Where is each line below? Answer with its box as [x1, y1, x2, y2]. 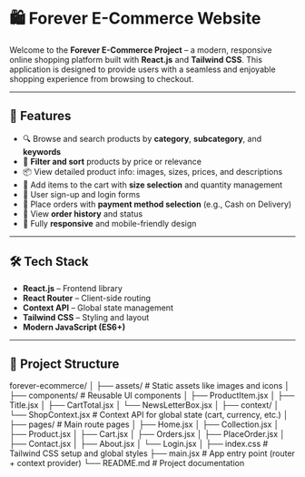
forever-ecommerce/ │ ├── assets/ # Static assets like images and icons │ [9, 381, 290, 391]
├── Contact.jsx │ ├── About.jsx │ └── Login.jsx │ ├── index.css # [9, 439, 269, 450]
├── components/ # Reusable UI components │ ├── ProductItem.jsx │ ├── [9, 390, 295, 401]
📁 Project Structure [9, 356, 120, 371]
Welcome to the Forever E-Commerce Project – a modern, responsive [9, 44, 272, 56]
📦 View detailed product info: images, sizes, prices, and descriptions [22, 166, 283, 177]
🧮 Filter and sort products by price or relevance [22, 156, 202, 167]
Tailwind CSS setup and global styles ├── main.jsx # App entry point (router [9, 448, 295, 459]
